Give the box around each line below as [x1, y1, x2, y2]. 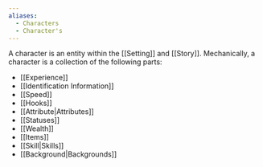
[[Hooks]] [19, 98, 52, 108]
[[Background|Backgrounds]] [19, 149, 117, 159]
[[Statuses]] [19, 116, 60, 125]
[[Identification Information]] [19, 81, 114, 91]
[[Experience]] [19, 73, 68, 83]
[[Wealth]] [19, 124, 54, 133]
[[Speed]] [19, 90, 52, 100]
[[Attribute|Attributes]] [19, 107, 94, 116]
